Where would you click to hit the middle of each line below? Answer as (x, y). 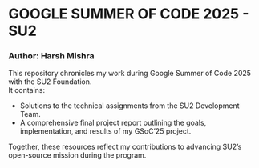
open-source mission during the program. (77, 155)
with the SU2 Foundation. (50, 82)
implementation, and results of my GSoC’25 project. (105, 131)
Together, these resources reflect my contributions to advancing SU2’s (125, 147)
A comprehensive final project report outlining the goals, (113, 123)
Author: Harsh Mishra (51, 56)
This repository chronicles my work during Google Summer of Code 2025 (129, 74)
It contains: (27, 90)
